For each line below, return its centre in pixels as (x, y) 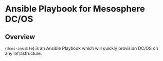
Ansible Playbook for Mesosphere (75, 9)
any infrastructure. (24, 53)
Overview (20, 37)
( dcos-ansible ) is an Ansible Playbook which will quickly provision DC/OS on (81, 48)
